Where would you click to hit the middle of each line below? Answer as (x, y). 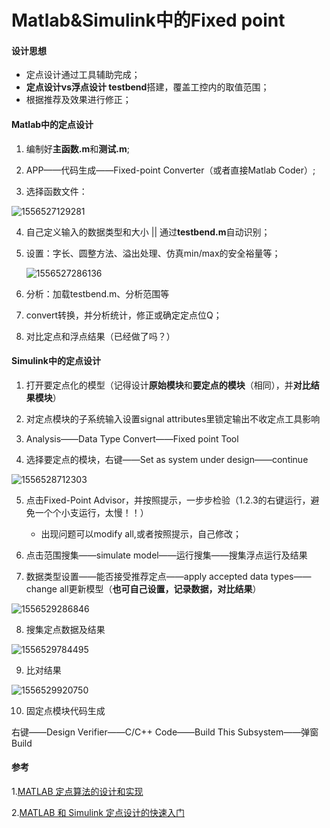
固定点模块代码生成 (65, 710)
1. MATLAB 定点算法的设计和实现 (77, 791)
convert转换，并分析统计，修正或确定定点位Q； (124, 315)
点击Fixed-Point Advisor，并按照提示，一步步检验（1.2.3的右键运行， (168, 500)
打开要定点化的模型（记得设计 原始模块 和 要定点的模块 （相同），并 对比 (168, 385)
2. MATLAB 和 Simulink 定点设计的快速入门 (98, 812)
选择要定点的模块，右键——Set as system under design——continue (167, 459)
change (41, 588)
